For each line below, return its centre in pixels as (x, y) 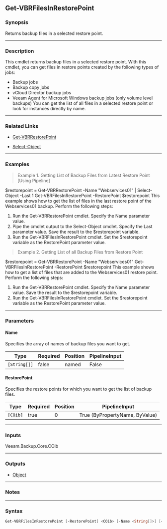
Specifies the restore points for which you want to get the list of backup (79, 389)
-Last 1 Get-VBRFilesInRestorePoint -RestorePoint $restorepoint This (90, 195)
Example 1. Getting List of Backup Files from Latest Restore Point (83, 175)
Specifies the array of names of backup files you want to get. (68, 343)
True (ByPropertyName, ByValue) (118, 415)
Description (20, 51)
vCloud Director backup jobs (42, 92)
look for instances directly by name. (49, 108)
